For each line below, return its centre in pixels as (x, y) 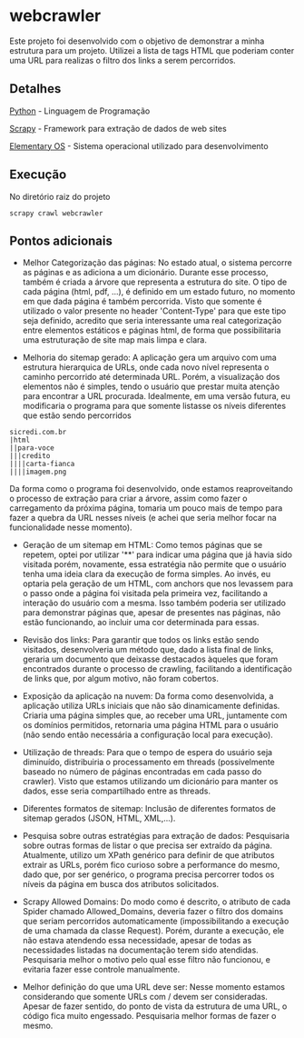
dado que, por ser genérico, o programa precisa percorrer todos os (148, 874)
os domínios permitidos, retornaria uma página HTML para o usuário (150, 725)
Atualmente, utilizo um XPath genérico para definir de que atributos (148, 855)
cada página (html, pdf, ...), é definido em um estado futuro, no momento (159, 292)
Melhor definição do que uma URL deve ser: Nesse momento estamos (154, 987)
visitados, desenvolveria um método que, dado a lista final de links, (148, 650)
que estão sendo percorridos (77, 415)
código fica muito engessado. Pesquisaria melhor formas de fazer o (149, 1016)
